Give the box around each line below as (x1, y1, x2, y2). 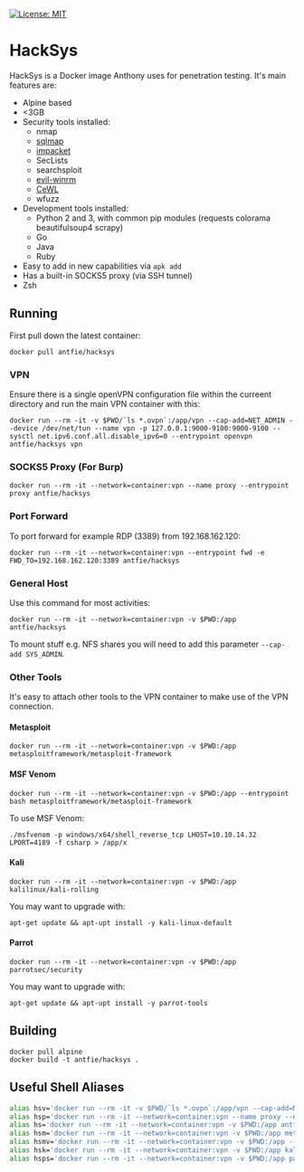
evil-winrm (35, 174, 77, 184)
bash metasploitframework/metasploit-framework (9, 797, 193, 806)
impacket (35, 145, 71, 156)
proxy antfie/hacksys (9, 489, 91, 498)
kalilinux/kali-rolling (9, 884, 100, 894)
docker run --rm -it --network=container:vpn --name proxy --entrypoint (9, 481, 290, 490)
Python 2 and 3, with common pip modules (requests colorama (35, 213, 271, 223)
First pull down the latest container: (9, 330, 141, 341)
